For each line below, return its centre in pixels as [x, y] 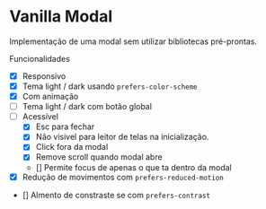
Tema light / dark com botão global [87, 107]
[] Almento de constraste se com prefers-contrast [116, 195]
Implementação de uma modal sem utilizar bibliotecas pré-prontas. [133, 41]
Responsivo [44, 76]
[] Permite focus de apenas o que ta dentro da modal [133, 167]
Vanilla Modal [61, 17]
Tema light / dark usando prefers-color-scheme [110, 86]
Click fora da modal [72, 147]
